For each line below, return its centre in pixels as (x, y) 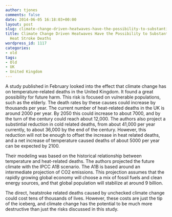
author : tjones (21, 10)
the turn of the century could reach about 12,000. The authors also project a (85, 119)
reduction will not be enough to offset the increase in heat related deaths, (83, 135)
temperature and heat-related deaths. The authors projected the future (80, 161)
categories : (18, 48)
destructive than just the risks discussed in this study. (62, 209)
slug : (11, 29)
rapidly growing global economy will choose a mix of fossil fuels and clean (84, 177)
